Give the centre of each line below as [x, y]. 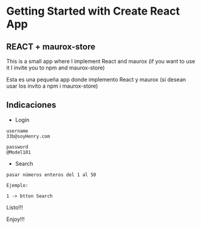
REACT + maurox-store [51, 47]
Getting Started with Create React [93, 11]
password [17, 147]
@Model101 [19, 152]
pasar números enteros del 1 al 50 [51, 175]
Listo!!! [15, 207]
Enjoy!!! [16, 219]
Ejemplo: [17, 185]
